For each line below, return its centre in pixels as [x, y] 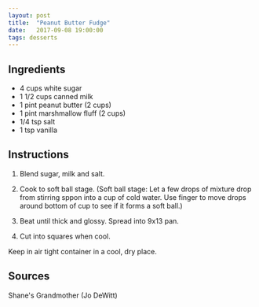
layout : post [29, 15]
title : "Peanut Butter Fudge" [59, 23]
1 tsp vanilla [38, 130]
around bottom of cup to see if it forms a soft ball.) [101, 205]
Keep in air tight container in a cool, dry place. [82, 251]
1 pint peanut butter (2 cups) [66, 105]
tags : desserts [33, 37]
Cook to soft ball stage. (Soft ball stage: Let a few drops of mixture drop [135, 189]
